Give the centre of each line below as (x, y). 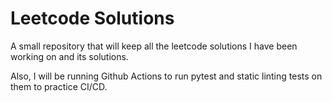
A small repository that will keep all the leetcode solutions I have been (154, 46)
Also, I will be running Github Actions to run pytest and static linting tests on (166, 76)
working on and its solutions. (69, 56)
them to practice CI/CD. (59, 86)
